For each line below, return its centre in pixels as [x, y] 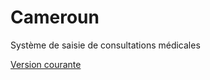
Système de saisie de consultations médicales [105, 45]
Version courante [46, 64]
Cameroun [55, 17]
